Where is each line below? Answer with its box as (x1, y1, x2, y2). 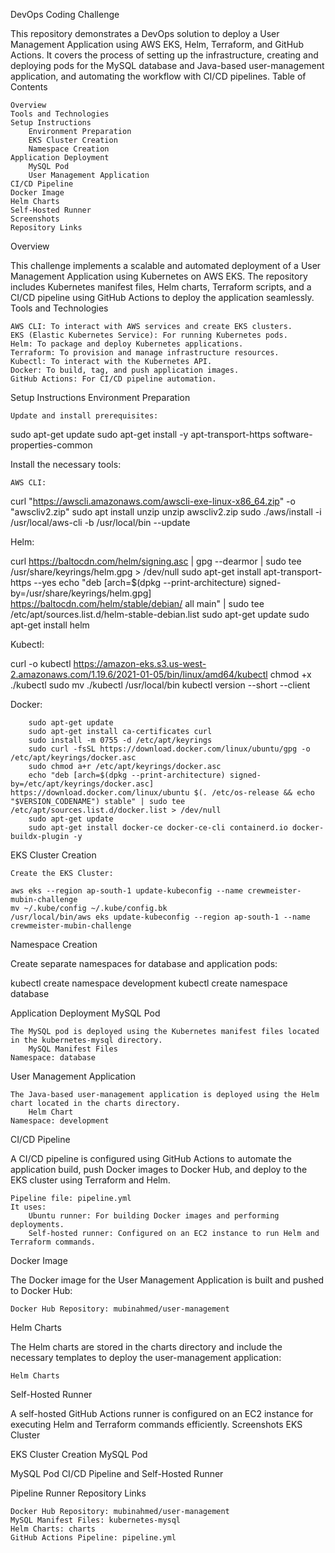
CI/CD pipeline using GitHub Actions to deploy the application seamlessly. (10, 292, 315, 303)
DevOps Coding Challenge (10, 9, 120, 20)
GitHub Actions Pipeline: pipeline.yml (10, 1533, 177, 1543)
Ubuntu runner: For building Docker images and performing (28, 1211, 280, 1221)
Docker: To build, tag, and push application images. (10, 365, 240, 375)
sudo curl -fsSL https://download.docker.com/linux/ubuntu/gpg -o (28, 744, 311, 754)
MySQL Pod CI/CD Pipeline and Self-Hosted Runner (10, 1468, 224, 1479)
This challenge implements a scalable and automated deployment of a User (10, 260, 322, 271)
